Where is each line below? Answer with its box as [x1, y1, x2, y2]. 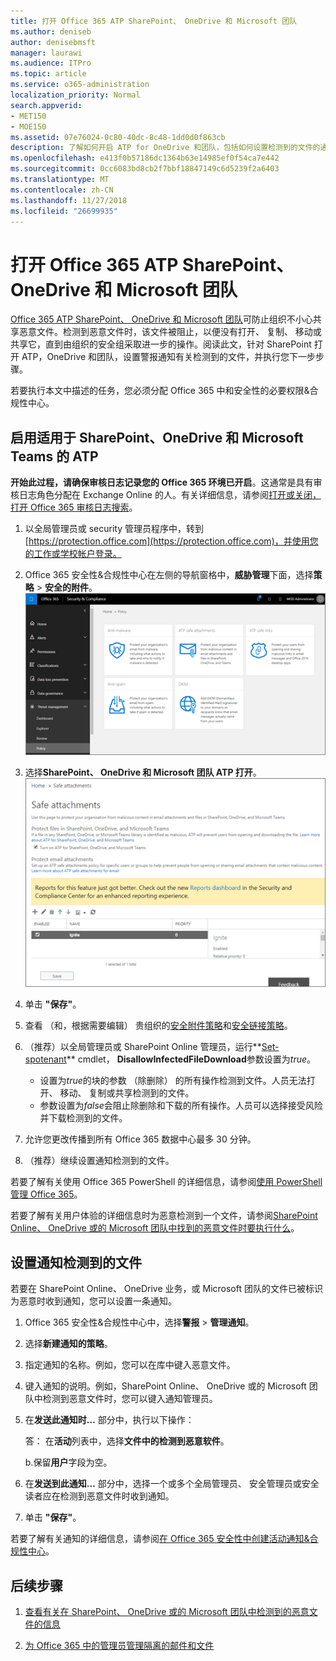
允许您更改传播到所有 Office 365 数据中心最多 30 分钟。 [24, 1133, 257, 1145]
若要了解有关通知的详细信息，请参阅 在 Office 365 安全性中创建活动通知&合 [10, 1533, 319, 1545]
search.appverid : [10, 100, 83, 110]
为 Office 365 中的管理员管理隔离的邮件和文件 [24, 1640, 215, 1652]
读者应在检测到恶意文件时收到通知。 [24, 1490, 175, 1502]
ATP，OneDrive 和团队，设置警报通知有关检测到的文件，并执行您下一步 [21, 351, 317, 363]
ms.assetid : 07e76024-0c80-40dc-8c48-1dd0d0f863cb [10, 132, 226, 142]
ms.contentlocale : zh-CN [10, 185, 114, 195]
